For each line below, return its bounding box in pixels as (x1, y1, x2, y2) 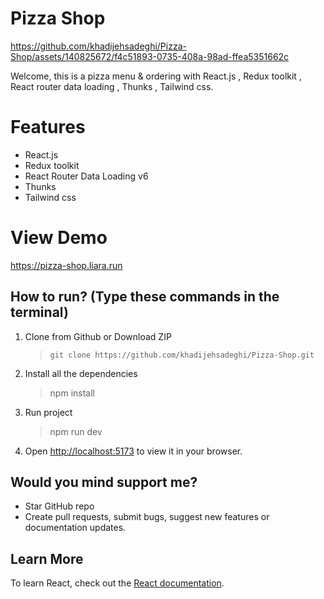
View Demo (10, 227, 108, 249)
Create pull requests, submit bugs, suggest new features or (24, 511, 270, 523)
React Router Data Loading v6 (24, 170, 149, 182)
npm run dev (49, 425, 103, 437)
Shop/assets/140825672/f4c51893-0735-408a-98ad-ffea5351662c (10, 50, 290, 62)
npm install (49, 387, 95, 399)
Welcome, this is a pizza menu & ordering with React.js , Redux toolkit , (10, 70, 302, 82)
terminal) (10, 304, 69, 321)
